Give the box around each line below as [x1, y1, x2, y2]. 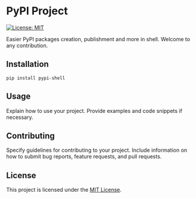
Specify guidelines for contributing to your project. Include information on [6, 146, 188, 154]
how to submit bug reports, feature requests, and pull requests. [6, 153, 162, 160]
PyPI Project [6, 4, 68, 18]
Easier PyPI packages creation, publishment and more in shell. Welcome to [6, 35, 190, 42]
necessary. [6, 114, 34, 121]
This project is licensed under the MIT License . [6, 186, 122, 194]
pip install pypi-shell [6, 75, 66, 81]
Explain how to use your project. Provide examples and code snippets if [6, 107, 182, 114]
